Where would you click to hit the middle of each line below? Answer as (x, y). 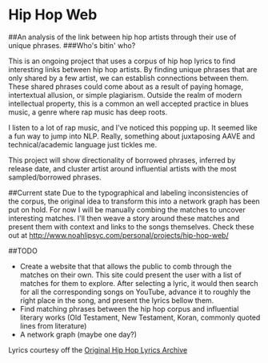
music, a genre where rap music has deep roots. (88, 112)
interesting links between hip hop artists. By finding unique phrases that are (133, 69)
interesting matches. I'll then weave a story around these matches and (124, 218)
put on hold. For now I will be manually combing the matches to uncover (127, 209)
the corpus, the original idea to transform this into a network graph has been (134, 201)
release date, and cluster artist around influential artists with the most (123, 168)
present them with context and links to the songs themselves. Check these (131, 227)
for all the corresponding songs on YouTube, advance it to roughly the (135, 292)
